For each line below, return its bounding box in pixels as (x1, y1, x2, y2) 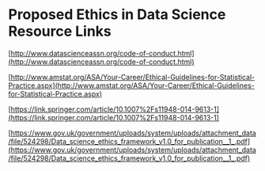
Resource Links (8, 22, 112, 40)
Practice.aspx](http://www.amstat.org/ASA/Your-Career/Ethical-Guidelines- (8, 81, 256, 90)
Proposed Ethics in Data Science (8, 6, 226, 24)
